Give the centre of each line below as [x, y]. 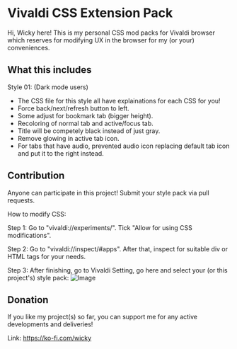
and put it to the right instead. [60, 153]
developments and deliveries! [50, 324]
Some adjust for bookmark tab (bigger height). [85, 115]
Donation [28, 300]
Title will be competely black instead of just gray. [89, 131]
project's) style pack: [38, 278]
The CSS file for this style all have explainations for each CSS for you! [119, 101]
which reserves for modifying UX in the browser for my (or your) [101, 40]
